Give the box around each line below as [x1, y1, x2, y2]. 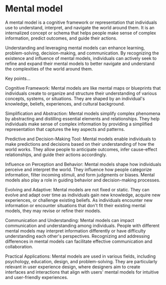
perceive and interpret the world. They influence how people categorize [5, 167, 152, 172]
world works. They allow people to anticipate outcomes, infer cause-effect [5, 146, 158, 152]
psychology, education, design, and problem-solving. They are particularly [5, 258, 158, 264]
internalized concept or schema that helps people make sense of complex [5, 30, 156, 36]
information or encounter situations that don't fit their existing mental [5, 202, 146, 208]
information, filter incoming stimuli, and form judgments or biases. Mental [5, 171, 155, 177]
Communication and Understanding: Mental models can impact [5, 217, 134, 223]
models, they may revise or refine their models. [5, 208, 102, 214]
